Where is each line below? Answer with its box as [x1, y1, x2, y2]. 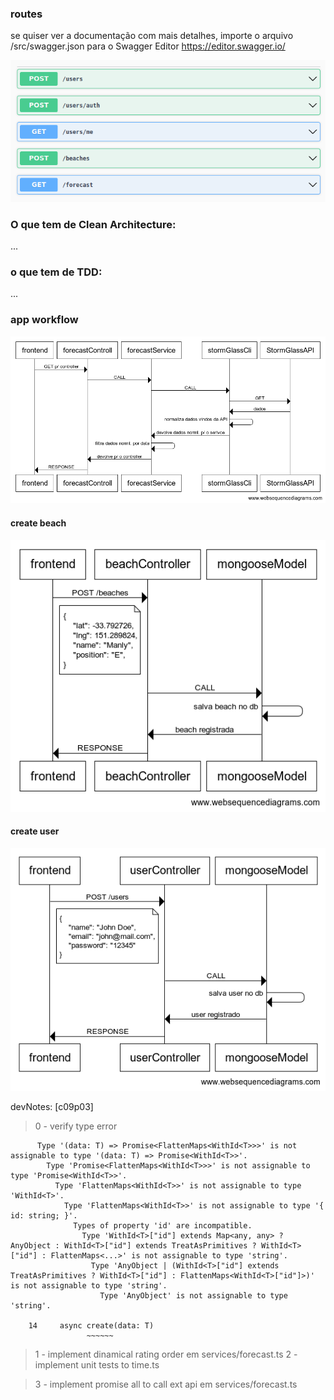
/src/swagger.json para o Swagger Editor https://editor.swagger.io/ [10, 40, 286, 52]
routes [10, 7, 43, 21]
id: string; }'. [10, 1211, 78, 1221]
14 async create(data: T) [28, 1321, 155, 1331]
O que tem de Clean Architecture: [10, 217, 177, 231]
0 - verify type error [34, 1120, 118, 1132]
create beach [10, 517, 67, 529]
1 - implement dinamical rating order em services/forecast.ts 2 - [34, 1348, 298, 1361]
